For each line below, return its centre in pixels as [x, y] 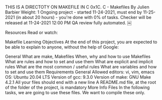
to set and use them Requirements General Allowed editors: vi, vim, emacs [80, 72]
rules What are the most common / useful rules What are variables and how [81, 67]
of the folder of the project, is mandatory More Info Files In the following [77, 87]
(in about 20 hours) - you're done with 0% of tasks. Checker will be [84, 17]
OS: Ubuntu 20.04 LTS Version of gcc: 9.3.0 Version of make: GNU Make [78, 77]
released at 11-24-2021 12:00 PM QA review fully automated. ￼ [68, 23]
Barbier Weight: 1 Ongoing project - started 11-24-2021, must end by [74, 12]
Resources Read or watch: [31, 33]
